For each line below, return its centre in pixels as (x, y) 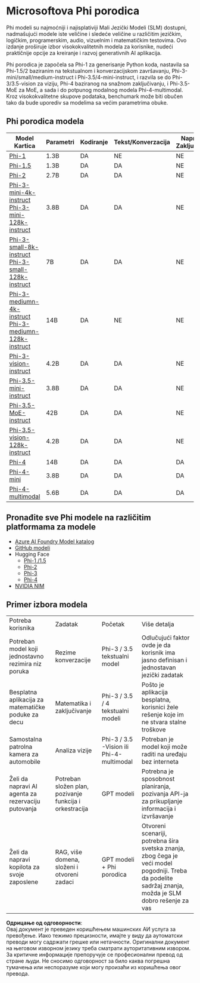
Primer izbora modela (47, 604)
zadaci (65, 882)
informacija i (159, 809)
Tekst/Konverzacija (142, 142)
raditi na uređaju (164, 754)
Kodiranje (94, 142)
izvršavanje (157, 816)
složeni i (67, 867)
